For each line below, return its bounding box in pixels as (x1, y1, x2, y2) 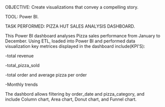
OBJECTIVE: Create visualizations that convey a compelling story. (5, 4, 139, 10)
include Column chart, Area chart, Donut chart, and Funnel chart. (5, 96, 137, 102)
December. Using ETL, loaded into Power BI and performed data (5, 38, 135, 44)
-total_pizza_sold (5, 63, 40, 68)
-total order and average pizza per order (5, 72, 87, 78)
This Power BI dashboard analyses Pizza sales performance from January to (5, 33, 161, 38)
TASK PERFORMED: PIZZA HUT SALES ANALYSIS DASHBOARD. (5, 23, 135, 29)
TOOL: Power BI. (5, 14, 39, 19)
